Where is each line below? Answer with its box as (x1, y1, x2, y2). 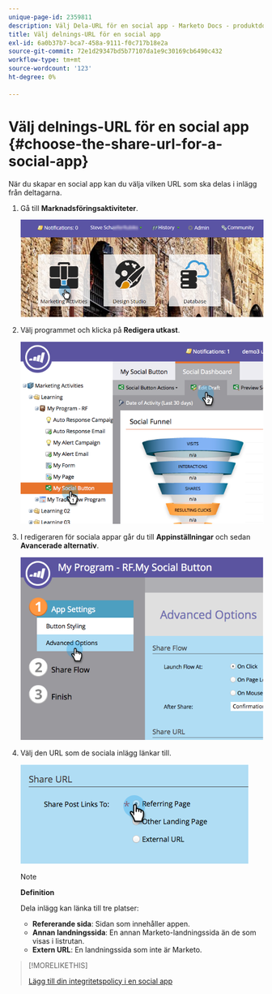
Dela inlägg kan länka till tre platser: (19, 903, 139, 913)
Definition (19, 887, 55, 897)
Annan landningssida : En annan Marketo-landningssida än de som (32, 927, 257, 937)
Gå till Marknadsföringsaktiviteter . (19, 203, 139, 213)
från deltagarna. (8, 187, 62, 197)
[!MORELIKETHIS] (28, 960, 88, 970)
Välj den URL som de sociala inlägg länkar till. (19, 747, 172, 758)
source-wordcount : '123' (8, 65, 92, 73)
